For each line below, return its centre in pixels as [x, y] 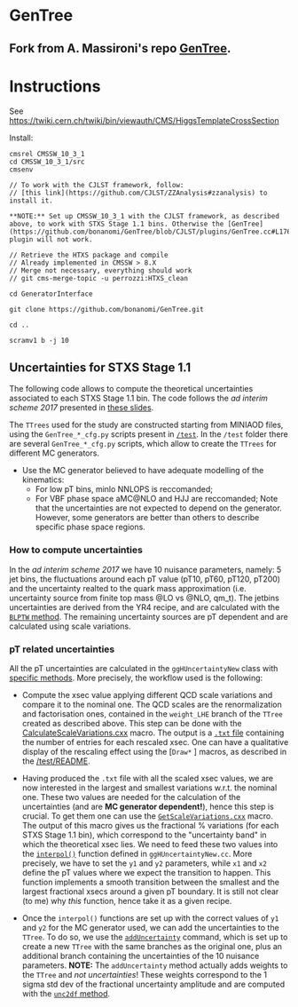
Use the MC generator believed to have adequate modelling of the [143, 471]
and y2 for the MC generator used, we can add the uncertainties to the [150, 927]
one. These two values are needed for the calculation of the [131, 797]
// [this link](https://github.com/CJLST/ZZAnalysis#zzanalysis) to [138, 193]
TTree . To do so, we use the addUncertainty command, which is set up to [155, 937]
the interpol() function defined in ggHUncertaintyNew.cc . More [137, 853]
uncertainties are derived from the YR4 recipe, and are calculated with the [145, 607]
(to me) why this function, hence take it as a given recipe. [127, 900]
